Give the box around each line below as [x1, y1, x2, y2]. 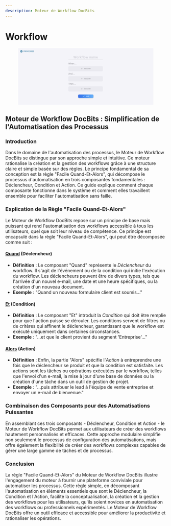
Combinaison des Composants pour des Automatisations [5, 402, 151, 410]
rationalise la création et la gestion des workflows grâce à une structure [5, 160, 156, 166]
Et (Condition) [5, 301, 36, 307]
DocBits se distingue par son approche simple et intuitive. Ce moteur [5, 155, 150, 161]
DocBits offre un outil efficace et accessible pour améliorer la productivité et [5, 510, 166, 516]
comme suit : [5, 239, 33, 245]
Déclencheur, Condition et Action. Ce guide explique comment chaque [5, 182, 154, 188]
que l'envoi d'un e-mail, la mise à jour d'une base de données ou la [12, 373, 154, 379]
